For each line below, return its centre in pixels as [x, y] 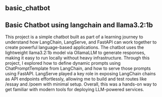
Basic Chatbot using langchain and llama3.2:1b [79, 25]
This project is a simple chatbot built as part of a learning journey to [74, 37]
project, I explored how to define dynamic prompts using [63, 63]
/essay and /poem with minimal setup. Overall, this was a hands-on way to [81, 84]
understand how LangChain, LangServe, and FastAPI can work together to [81, 42]
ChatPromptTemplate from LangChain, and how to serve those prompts [78, 68]
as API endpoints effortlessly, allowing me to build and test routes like [76, 79]
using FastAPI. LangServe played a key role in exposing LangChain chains [81, 74]
